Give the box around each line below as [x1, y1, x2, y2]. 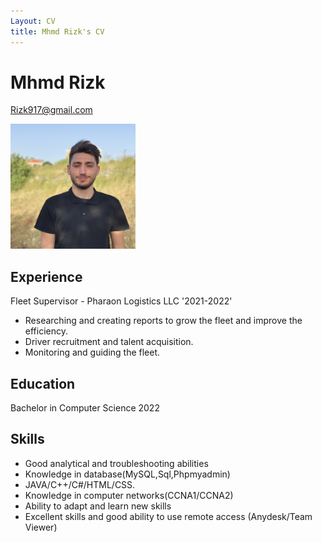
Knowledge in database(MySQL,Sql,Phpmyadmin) [24, 468, 231, 480]
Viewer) [24, 521, 58, 533]
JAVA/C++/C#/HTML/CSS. [24, 478, 136, 490]
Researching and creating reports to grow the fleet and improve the [24, 315, 303, 327]
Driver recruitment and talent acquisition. [24, 336, 194, 348]
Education [10, 375, 76, 392]
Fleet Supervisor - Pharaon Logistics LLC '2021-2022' [10, 295, 233, 307]
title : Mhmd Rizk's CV [10, 26, 105, 37]
